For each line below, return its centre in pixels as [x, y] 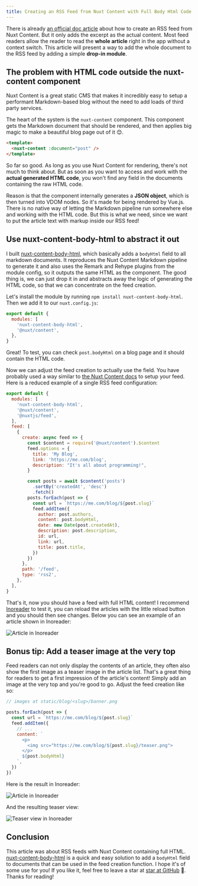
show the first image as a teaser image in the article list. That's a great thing [98, 672]
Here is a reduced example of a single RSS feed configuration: [82, 383]
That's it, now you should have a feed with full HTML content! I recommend [98, 602]
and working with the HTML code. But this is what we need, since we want [97, 215]
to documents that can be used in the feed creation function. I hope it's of [96, 864]
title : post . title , [61, 547]
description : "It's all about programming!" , [89, 465]
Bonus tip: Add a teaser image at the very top [91, 651]
